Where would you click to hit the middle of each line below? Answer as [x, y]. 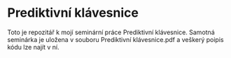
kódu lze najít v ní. [33, 47]
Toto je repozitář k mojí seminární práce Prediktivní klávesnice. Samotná [111, 32]
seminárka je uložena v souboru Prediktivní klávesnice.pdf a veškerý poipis [115, 39]
